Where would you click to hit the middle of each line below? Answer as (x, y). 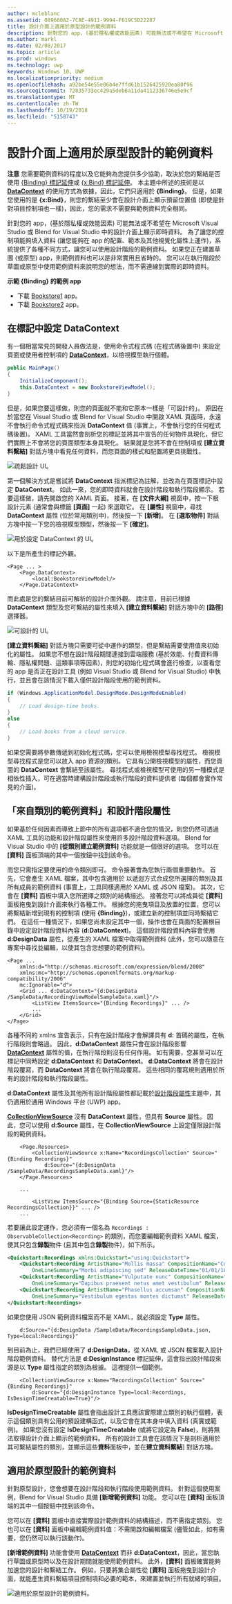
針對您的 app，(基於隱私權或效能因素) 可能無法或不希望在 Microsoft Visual (113, 223)
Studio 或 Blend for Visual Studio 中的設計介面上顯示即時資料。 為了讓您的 (113, 231)
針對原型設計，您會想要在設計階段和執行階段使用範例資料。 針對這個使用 (111, 1489)
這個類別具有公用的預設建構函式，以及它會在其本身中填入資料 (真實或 (112, 1420)
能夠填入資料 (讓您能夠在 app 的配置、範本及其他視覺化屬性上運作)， (117, 240)
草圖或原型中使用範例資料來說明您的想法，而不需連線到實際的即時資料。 (110, 266)
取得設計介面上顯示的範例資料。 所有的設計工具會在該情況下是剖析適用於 (117, 1438)
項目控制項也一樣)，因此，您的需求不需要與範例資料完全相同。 (102, 208)
